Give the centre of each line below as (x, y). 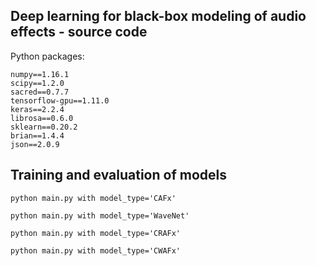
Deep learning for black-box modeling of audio (158, 16)
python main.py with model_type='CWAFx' (96, 250)
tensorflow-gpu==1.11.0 (60, 100)
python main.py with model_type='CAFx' (93, 198)
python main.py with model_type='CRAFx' (96, 233)
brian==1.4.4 (37, 135)
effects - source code (79, 32)
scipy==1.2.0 (37, 83)
